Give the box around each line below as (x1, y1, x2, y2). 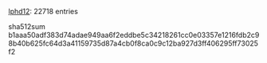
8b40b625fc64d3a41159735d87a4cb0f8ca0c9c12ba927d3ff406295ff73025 (8, 39, 259, 48)
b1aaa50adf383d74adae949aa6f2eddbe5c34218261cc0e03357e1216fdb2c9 (8, 31, 260, 39)
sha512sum (8, 22, 45, 31)
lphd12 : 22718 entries (8, 7, 78, 16)
